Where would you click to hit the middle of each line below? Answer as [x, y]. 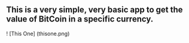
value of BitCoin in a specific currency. [80, 19]
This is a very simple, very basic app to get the [95, 10]
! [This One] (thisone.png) [38, 33]
